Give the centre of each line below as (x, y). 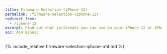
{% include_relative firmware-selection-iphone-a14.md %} (65, 46)
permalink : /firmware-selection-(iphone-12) (52, 14)
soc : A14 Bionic (22, 32)
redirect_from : (21, 19)
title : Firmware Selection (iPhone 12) (46, 10)
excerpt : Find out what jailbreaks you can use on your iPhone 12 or (79, 28)
